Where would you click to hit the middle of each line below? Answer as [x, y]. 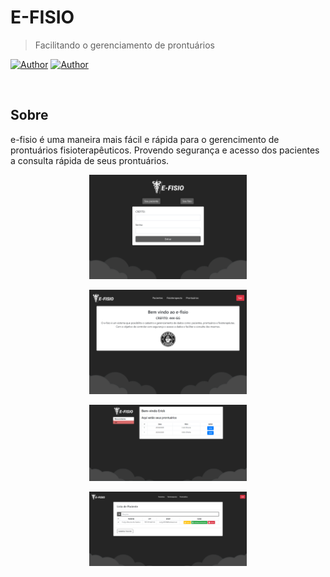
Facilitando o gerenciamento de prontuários [124, 45]
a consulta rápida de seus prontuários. [90, 160]
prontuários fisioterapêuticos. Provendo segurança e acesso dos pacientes [165, 150]
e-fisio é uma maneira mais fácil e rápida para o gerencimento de [145, 139]
